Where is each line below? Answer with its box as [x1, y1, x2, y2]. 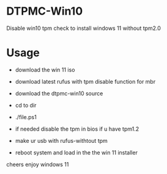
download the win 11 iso [15, 66, 75, 73]
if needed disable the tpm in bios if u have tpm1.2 [15, 125, 139, 132]
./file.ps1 [15, 113, 37, 120]
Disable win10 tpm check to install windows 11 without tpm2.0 [6, 24, 161, 32]
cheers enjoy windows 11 [6, 161, 69, 168]
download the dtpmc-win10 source [15, 90, 103, 97]
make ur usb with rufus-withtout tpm [15, 137, 108, 144]
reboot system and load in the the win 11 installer [15, 148, 138, 156]
